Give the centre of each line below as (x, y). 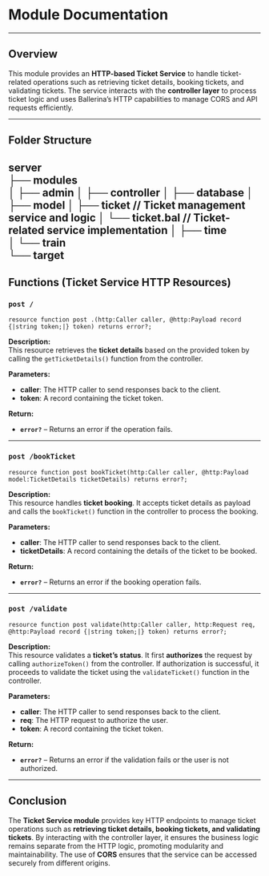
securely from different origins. (59, 862)
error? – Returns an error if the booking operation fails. (110, 582)
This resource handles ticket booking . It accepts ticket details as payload (129, 503)
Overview (33, 54)
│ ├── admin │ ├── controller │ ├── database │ (131, 193)
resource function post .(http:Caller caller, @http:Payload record (125, 320)
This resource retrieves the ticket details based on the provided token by (129, 350)
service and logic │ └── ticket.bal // (100, 218)
